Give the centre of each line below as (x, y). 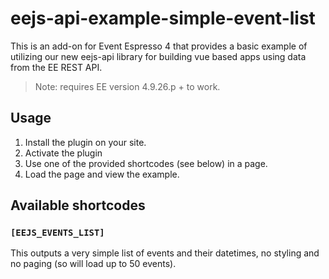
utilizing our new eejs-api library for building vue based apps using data (158, 56)
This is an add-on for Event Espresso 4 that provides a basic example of (159, 46)
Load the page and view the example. (102, 174)
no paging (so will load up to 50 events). (93, 264)
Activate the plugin (63, 153)
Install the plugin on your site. (85, 142)
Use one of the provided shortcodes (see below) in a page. (146, 163)
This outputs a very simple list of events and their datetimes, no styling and (165, 253)
